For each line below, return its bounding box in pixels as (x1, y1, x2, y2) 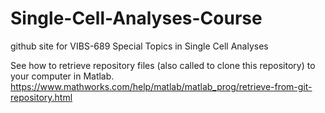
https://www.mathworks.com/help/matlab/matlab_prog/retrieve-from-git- (10, 80, 313, 92)
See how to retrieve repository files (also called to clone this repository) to (10, 59, 316, 71)
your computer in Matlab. (10, 70, 115, 82)
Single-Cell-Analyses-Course (10, 7, 263, 30)
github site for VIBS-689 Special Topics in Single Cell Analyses (10, 40, 269, 52)
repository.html (10, 91, 73, 103)
